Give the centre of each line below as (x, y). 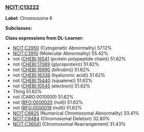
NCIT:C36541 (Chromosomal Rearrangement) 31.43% (69, 124)
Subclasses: (19, 28)
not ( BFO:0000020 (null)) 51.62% (48, 102)
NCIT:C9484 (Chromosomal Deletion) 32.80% (61, 119)
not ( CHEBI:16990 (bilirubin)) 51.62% (51, 70)
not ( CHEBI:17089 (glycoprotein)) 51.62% (56, 64)
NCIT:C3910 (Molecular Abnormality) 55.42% (60, 53)
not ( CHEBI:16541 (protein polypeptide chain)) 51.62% (69, 59)
